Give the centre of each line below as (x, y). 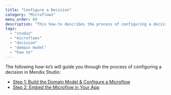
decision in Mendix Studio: (33, 72)
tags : (11, 29)
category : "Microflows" (31, 15)
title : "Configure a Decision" (38, 10)
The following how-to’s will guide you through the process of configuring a (83, 67)
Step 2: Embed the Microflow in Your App (56, 87)
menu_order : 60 (21, 19)
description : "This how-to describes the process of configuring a (78, 24)
